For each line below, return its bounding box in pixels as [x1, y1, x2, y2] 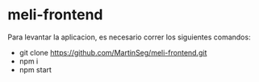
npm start [19, 64, 52, 74]
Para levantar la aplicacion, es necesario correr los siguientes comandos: [7, 32, 251, 42]
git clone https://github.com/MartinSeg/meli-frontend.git [19, 47, 207, 57]
